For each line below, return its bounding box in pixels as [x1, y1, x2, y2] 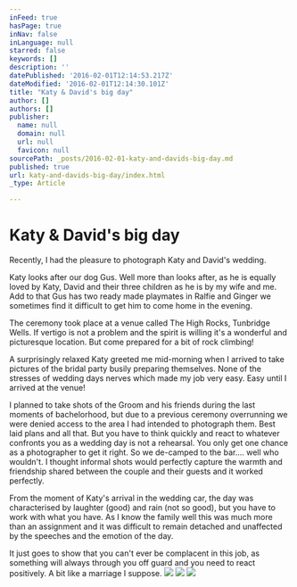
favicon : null [17, 145, 70, 154]
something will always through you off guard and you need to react [9, 558, 256, 568]
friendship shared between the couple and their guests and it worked [9, 466, 263, 477]
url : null [17, 137, 54, 146]
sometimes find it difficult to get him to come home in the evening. [9, 301, 252, 311]
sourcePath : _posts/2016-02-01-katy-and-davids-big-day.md [9, 153, 234, 163]
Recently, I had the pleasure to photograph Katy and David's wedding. [9, 255, 267, 266]
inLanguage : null [9, 37, 74, 47]
